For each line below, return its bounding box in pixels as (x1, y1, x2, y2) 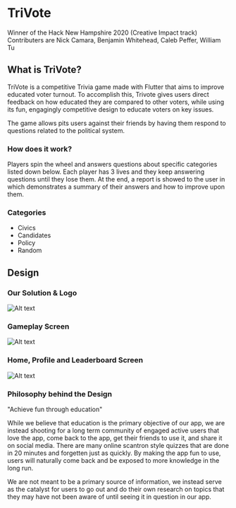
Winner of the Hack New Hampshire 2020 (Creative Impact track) (7, 28, 198, 37)
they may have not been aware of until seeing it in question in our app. (7, 492, 211, 501)
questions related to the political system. (7, 126, 125, 135)
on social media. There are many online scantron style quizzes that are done (7, 441, 229, 449)
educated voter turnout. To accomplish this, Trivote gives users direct (7, 90, 209, 98)
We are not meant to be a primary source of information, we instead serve (7, 477, 222, 485)
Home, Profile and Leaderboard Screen (7, 355, 144, 365)
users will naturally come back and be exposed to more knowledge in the (7, 456, 220, 464)
